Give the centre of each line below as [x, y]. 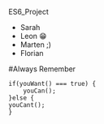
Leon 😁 [33, 36]
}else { [22, 98]
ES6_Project [28, 12]
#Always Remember [42, 69]
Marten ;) [35, 45]
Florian [32, 53]
